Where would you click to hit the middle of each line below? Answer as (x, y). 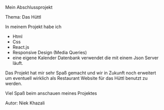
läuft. (18, 63)
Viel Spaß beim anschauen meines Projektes (51, 93)
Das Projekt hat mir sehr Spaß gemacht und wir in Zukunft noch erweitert (81, 73)
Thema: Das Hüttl (23, 17)
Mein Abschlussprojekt (29, 7)
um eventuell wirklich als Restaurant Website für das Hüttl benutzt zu (76, 78)
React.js (21, 47)
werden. (14, 83)
